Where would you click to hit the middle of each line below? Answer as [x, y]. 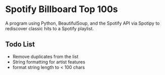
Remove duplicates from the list [45, 56]
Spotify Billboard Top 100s [62, 9]
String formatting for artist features [49, 62]
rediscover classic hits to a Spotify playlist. [50, 28]
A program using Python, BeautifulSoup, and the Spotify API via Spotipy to [82, 23]
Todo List [20, 45]
